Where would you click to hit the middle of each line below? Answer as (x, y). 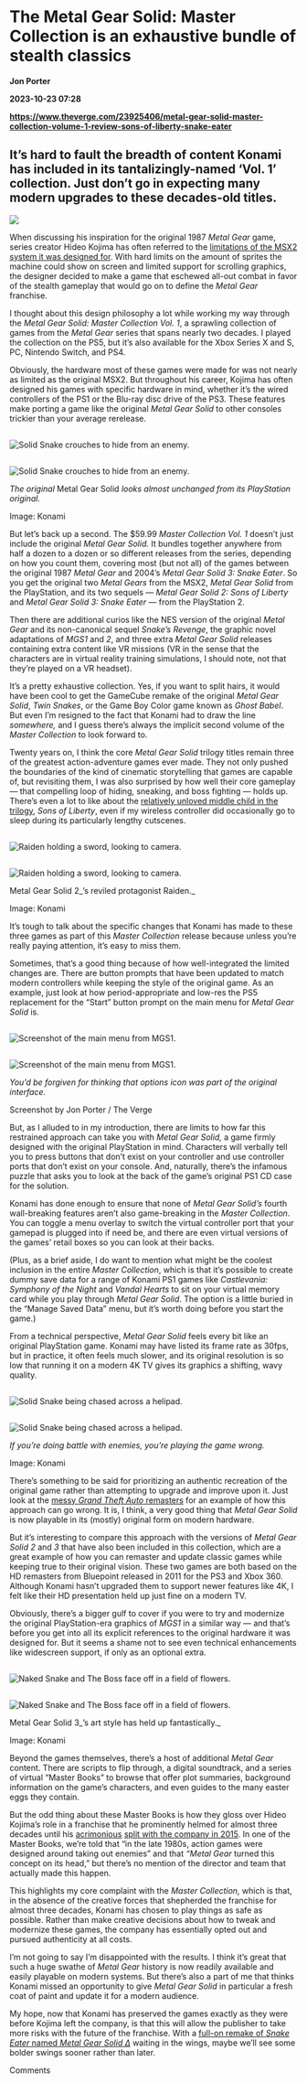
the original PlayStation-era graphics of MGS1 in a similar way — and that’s (150, 1623)
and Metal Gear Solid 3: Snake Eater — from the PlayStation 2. (127, 602)
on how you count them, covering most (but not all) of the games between (149, 563)
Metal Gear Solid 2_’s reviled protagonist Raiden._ (102, 890)
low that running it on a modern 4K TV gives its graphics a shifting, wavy (146, 1365)
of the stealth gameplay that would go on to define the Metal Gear (134, 285)
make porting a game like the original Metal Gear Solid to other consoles (146, 408)
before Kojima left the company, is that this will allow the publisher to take (148, 2023)
